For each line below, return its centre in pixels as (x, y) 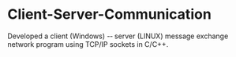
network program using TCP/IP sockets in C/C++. (88, 44)
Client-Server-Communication (110, 14)
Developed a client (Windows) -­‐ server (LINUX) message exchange (118, 36)
